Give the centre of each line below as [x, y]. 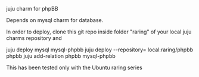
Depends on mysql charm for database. [55, 20]
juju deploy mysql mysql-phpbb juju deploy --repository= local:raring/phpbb [100, 50]
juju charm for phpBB [32, 9]
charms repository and [34, 38]
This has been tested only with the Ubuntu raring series [74, 67]
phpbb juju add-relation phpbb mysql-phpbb [61, 56]
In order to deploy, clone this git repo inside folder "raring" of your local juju [99, 32]
